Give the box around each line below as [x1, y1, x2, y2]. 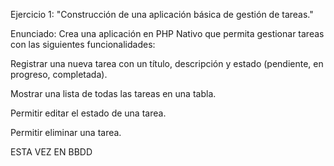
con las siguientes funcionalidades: [10, 39, 156, 50]
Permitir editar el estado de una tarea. [10, 107, 167, 119]
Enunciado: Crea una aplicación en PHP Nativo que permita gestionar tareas [10, 28, 325, 39]
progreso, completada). [10, 69, 108, 80]
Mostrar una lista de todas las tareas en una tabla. [10, 88, 217, 99]
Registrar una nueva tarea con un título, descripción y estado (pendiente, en [10, 58, 324, 69]
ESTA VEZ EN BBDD [10, 146, 93, 158]
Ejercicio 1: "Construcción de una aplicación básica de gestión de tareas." [10, 9, 314, 20]
